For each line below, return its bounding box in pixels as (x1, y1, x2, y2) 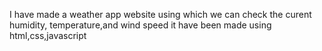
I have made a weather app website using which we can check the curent (9, 9, 312, 20)
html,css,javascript (9, 30, 87, 41)
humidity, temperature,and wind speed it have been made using (9, 19, 272, 31)
